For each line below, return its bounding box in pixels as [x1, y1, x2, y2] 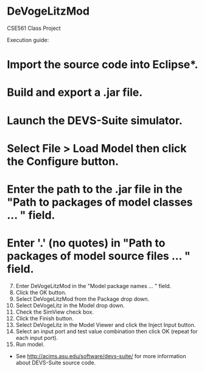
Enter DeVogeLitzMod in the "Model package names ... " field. [15, 282, 172, 289]
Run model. [15, 340, 45, 348]
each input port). [15, 334, 58, 341]
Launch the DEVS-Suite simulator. [7, 113, 183, 128]
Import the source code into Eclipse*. [7, 58, 199, 71]
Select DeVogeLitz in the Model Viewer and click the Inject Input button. [15, 321, 196, 328]
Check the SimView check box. [15, 308, 94, 315]
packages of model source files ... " [7, 249, 191, 263]
